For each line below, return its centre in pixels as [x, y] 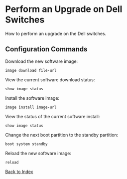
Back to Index [19, 172]
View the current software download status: [50, 80]
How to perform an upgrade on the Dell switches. [56, 33]
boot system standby [27, 144]
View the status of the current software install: [53, 116]
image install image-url [31, 107]
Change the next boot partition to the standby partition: [62, 135]
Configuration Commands [46, 49]
